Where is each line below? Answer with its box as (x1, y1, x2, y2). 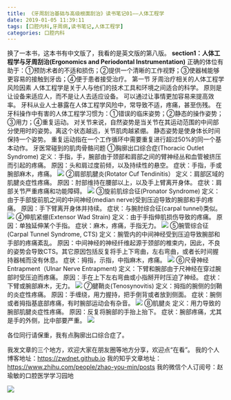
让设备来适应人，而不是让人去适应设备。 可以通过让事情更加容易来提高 (7, 92, 208, 101)
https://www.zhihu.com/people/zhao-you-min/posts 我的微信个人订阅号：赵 (7, 363, 223, 371)
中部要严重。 (49, 317, 86, 325)
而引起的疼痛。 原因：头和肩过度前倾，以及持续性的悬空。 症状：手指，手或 (7, 161, 222, 170)
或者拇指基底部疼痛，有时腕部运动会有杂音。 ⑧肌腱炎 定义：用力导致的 (7, 299, 221, 308)
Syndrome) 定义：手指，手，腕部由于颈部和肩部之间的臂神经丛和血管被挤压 (7, 152, 222, 161)
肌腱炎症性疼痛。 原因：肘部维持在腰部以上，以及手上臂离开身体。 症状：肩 (7, 179, 222, 187)
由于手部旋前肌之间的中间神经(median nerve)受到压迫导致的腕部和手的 (7, 196, 208, 204)
